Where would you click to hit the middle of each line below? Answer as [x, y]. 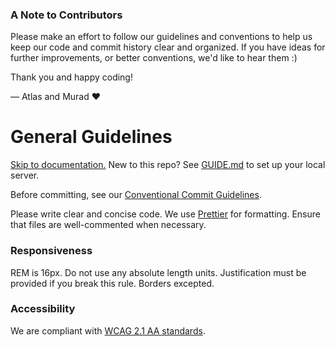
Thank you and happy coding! [71, 77]
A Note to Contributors [66, 15]
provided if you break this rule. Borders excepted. [112, 283]
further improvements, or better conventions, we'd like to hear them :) [154, 58]
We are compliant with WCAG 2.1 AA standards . [108, 330]
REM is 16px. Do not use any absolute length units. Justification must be [158, 272]
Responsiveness [51, 251]
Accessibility [43, 309]
